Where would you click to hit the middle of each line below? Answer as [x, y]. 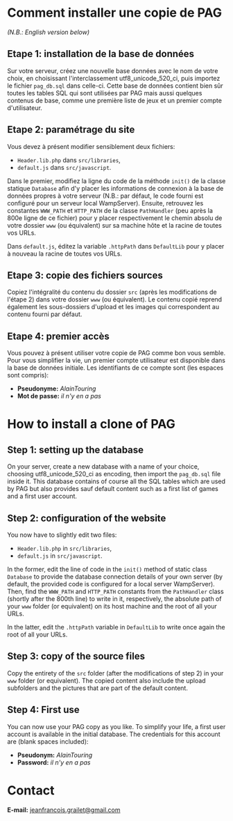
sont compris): [28, 375]
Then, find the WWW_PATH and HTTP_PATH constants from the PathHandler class [115, 591]
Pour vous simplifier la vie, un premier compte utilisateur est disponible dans [116, 361]
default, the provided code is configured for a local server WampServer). [111, 584]
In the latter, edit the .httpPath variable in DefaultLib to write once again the [116, 627]
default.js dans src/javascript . [64, 167]
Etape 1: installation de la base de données [101, 54]
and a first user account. [42, 496]
